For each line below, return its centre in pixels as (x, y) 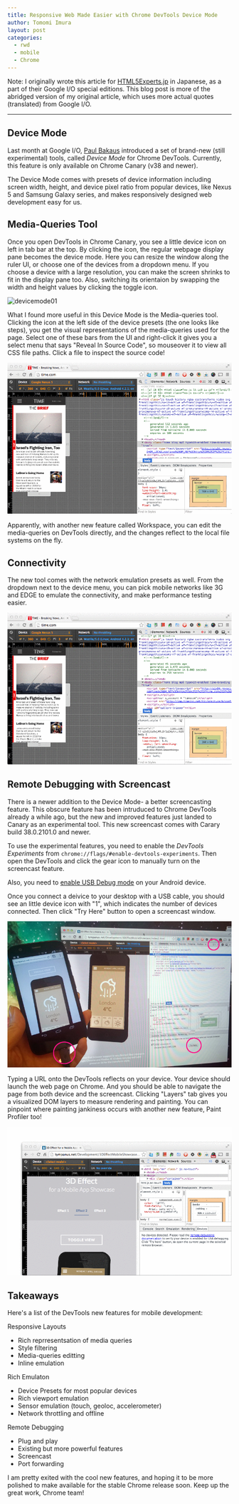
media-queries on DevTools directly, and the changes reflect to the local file (118, 533)
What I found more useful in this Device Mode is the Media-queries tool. (113, 314)
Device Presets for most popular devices (77, 1391)
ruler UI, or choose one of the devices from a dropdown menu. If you (108, 264)
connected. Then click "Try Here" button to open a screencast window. (112, 911)
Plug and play (38, 1441)
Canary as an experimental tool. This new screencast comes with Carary (114, 824)
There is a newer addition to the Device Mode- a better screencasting (110, 801)
